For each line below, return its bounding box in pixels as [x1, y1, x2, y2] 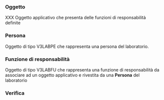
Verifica [5, 90, 25, 97]
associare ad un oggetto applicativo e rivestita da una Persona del [5, 72, 140, 78]
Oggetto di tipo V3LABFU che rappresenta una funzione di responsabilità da [5, 67, 160, 72]
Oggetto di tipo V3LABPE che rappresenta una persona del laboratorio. [5, 43, 149, 49]
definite [5, 20, 21, 26]
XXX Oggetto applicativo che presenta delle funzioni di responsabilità [5, 15, 146, 21]
